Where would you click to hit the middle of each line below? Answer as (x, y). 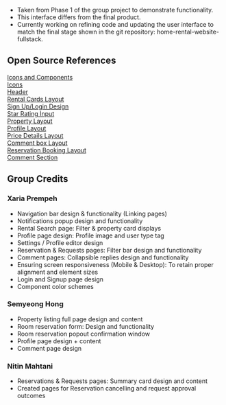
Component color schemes (55, 286)
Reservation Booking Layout (47, 150)
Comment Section (33, 157)
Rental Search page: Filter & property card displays (89, 228)
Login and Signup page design (60, 279)
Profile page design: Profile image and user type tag (90, 235)
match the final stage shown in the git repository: (86, 32)
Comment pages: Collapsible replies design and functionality (103, 257)
